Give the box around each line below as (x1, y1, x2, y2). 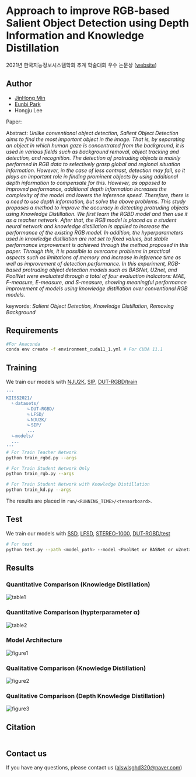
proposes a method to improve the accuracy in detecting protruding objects (6, 204, 188, 211)
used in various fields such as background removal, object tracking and (6, 148, 179, 155)
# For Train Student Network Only (6, 465, 90, 472)
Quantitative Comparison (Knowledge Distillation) (6, 580, 150, 589)
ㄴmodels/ (11, 433, 34, 439)
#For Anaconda (6, 341, 41, 347)
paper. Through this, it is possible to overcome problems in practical (6, 247, 170, 255)
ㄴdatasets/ (11, 400, 39, 406)
